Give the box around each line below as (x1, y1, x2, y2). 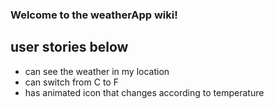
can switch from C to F (24, 76, 119, 88)
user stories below (10, 39, 129, 56)
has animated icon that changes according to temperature (24, 86, 265, 98)
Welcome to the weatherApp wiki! (10, 8, 178, 22)
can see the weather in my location (24, 65, 170, 77)
